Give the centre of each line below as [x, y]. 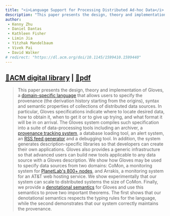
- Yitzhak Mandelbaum [30, 43]
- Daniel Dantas [25, 29]
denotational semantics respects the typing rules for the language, [87, 198]
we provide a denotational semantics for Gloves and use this [81, 187]
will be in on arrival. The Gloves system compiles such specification [88, 122]
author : [13, 19]
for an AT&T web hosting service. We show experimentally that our [87, 176]
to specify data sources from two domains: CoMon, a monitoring [85, 166]
